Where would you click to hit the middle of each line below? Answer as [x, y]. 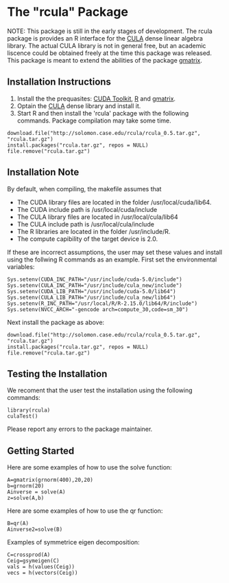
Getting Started [41, 450]
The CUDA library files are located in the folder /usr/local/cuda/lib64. [114, 202]
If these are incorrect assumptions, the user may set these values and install [115, 252]
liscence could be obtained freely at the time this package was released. [110, 53]
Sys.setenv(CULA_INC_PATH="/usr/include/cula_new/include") [95, 285]
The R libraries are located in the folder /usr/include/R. [94, 231]
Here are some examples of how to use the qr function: [85, 511]
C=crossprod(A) [29, 555]
